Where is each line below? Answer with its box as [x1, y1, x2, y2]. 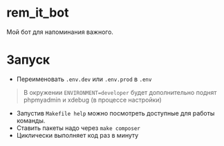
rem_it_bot [6, 5, 69, 21]
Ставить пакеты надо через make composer [16, 123, 141, 132]
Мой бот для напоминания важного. [6, 28, 113, 36]
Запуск [6, 52, 50, 68]
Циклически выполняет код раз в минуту [16, 131, 139, 139]
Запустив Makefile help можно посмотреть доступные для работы [16, 109, 215, 117]
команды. [16, 116, 46, 125]
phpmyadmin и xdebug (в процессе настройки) [23, 95, 162, 104]
